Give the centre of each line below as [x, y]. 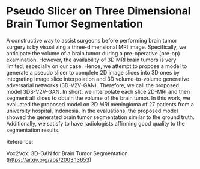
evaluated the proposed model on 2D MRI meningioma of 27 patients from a [100, 104]
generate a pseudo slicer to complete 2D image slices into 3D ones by [93, 72]
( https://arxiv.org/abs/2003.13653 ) [49, 159]
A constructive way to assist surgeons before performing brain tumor [92, 40]
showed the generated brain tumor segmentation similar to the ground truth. [100, 117]
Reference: [20, 141]
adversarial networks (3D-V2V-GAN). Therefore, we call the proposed [92, 85]
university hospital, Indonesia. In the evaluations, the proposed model [92, 111]
